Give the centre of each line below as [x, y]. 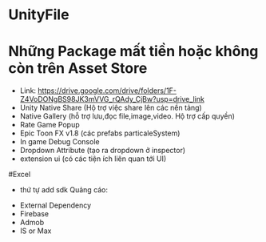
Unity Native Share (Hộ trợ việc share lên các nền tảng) [111, 108]
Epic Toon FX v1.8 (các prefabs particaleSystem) [100, 133]
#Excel [20, 175]
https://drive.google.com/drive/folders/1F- [107, 91]
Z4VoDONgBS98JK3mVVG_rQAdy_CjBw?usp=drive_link [112, 99]
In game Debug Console [60, 142]
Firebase [34, 214]
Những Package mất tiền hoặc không [133, 52]
